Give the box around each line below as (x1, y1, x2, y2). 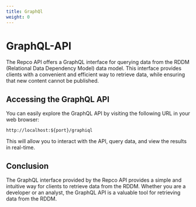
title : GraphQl (6, 8, 43, 15)
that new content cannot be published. (6, 77, 99, 84)
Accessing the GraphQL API (6, 94, 110, 104)
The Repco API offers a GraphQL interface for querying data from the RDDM (6, 59, 190, 66)
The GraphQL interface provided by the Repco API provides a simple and (6, 177, 182, 184)
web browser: (6, 116, 39, 123)
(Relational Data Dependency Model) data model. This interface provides (6, 65, 182, 72)
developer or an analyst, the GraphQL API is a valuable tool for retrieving (6, 189, 181, 196)
